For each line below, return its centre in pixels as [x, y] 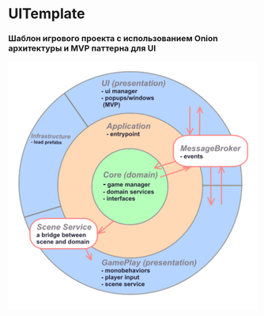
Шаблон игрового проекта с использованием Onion [113, 39]
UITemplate [47, 14]
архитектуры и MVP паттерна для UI [82, 48]
